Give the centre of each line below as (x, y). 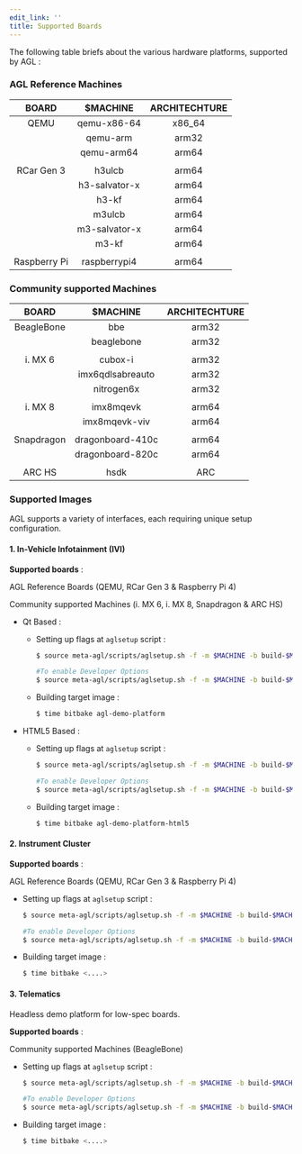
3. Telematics (35, 994)
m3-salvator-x (109, 229)
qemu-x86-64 (109, 123)
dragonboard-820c (117, 454)
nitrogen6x (116, 389)
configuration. (35, 529)
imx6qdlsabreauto (116, 375)
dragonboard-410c (117, 440)
